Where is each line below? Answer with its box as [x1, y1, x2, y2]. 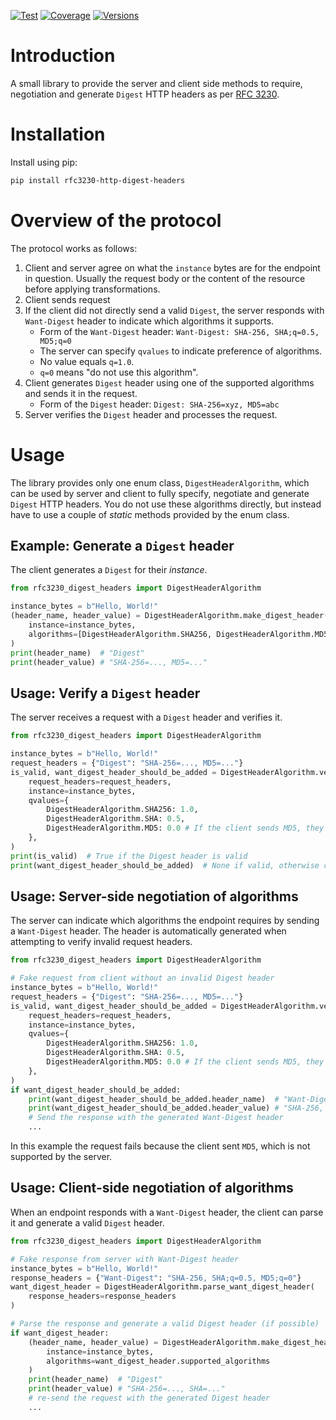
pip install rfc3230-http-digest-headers [10, 175, 186, 185]
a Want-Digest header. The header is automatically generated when [10, 925, 287, 937]
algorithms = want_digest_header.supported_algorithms [46, 1356, 271, 1366]
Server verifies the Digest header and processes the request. [24, 408, 278, 420]
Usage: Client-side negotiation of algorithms [10, 1180, 294, 1197]
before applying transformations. [24, 283, 161, 295]
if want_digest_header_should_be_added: [10, 1085, 182, 1095]
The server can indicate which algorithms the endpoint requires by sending [10, 915, 320, 927]
